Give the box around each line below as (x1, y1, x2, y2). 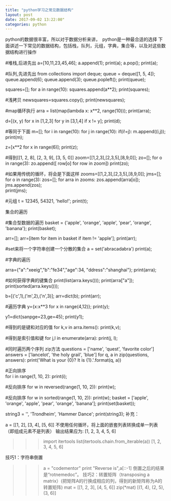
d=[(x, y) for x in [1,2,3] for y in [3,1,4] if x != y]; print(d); (5, 118, 122, 124)
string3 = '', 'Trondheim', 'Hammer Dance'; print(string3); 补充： (5, 411, 139, 417)
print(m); (5, 134, 24, 140)
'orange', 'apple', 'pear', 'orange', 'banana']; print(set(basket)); (5, 400, 136, 407)
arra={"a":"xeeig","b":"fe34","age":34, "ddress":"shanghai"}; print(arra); (5, 267, 157, 273)
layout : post (5, 12, 33, 17)
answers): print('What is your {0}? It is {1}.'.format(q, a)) (5, 357, 122, 363)
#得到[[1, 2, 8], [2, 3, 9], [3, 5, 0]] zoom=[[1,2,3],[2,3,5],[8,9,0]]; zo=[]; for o (5, 155, 162, 161)
